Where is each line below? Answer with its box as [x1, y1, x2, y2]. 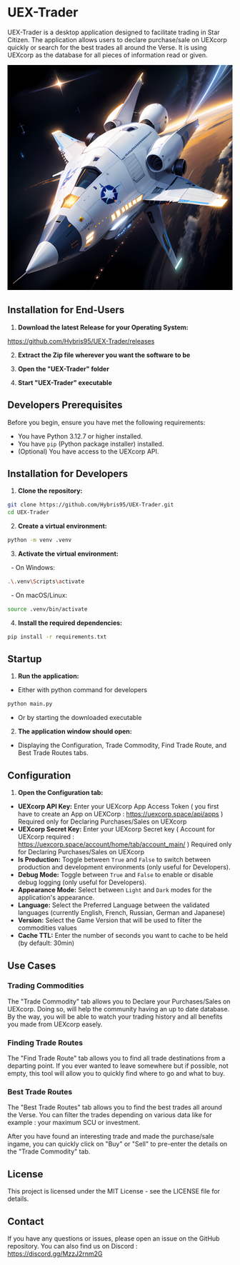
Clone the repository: [17, 486, 83, 495]
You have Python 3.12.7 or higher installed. [17, 431, 143, 440]
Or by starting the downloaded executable [17, 714, 142, 722]
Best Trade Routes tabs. [17, 749, 89, 757]
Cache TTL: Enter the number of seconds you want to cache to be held [17, 931, 229, 940]
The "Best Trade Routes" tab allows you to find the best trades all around [7, 1103, 223, 1111]
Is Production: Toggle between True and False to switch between [17, 855, 211, 864]
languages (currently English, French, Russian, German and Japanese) [17, 909, 226, 917]
